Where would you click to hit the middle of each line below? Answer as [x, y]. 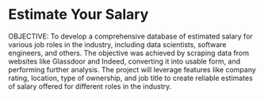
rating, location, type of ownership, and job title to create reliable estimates [131, 78]
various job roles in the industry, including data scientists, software [117, 44]
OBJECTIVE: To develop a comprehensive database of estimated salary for [131, 36]
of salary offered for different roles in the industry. [90, 86]
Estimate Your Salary [78, 15]
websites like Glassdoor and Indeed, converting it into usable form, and [124, 61]
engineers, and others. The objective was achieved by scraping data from [129, 53]
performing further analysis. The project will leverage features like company [132, 69]
